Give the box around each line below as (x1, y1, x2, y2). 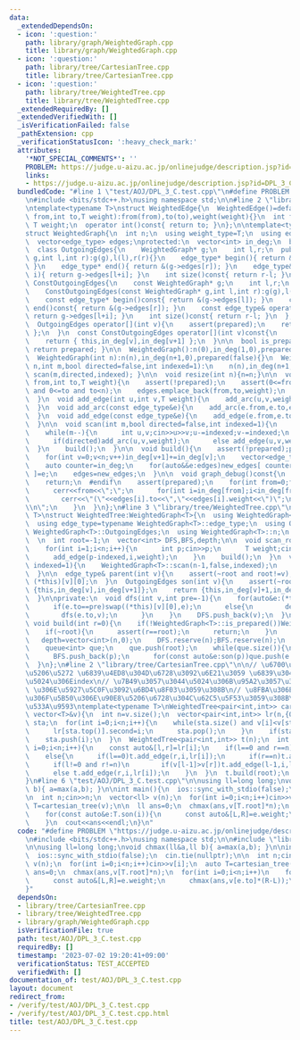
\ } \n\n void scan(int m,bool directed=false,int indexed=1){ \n (25, 420, 278, 428)
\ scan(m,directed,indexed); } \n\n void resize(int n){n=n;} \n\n (25, 370, 278, 379)
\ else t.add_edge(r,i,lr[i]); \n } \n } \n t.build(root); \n (25, 769, 290, 778)
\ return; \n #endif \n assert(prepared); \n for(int (25, 478, 257, 487)
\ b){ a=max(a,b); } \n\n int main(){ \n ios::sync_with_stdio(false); (25, 785, 290, 795)
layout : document (9, 984, 74, 994)
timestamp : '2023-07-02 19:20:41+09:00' (17, 951, 170, 960)
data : (9, 12, 29, 22)
